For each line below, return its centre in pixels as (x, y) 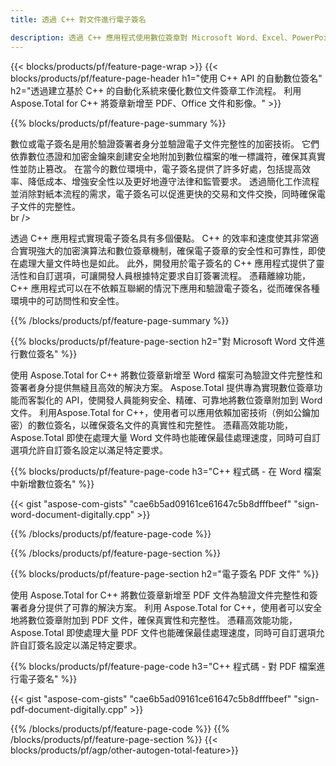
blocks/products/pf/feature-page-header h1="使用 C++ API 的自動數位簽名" (166, 78)
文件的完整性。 (49, 206)
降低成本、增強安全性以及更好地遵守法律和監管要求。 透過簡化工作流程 (173, 181)
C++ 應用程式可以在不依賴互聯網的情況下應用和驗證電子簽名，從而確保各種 (165, 288)
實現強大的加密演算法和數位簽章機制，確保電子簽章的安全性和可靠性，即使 (172, 250)
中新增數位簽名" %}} (52, 483)
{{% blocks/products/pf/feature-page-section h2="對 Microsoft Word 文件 (163, 341)
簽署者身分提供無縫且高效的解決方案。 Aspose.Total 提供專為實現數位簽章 (162, 387)
